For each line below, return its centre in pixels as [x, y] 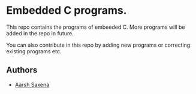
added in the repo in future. [40, 33]
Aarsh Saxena [32, 84]
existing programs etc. [34, 51]
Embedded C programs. [67, 10]
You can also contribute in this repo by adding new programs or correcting [98, 45]
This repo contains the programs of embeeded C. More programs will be [96, 27]
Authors [22, 70]
